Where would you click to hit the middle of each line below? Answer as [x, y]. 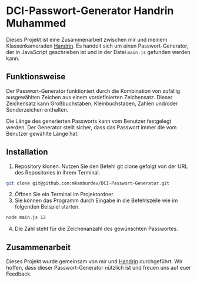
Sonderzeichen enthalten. [37, 109]
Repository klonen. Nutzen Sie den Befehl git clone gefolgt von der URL [101, 166]
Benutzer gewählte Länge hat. [43, 133]
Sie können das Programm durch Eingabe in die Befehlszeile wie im [96, 200]
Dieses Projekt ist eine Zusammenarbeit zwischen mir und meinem [87, 39]
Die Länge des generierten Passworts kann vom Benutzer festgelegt [89, 121]
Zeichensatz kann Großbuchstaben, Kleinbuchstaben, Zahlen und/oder [92, 103]
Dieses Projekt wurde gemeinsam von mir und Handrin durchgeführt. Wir [94, 261]
